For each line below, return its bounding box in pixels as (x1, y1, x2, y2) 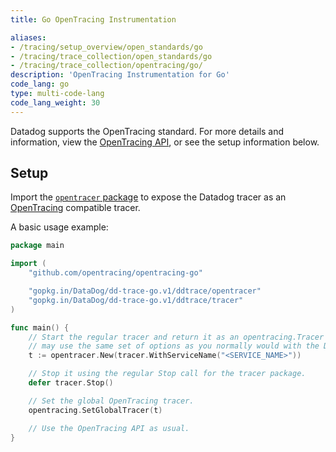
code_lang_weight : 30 (10, 97, 101, 108)
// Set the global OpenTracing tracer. (28, 396, 195, 406)
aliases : (10, 32, 47, 43)
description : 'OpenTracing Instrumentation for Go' (10, 70, 230, 80)
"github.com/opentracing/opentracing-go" (28, 268, 203, 278)
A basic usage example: (10, 221, 109, 233)
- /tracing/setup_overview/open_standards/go (10, 42, 203, 52)
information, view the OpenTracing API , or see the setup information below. (10, 136, 320, 148)
